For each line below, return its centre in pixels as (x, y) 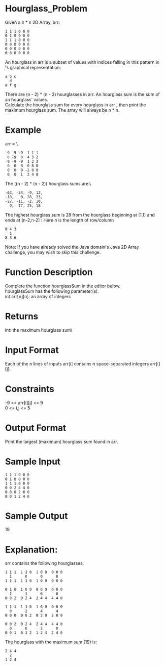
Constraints (30, 389)
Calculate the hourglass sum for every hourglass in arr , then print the (76, 105)
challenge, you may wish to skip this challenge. (53, 252)
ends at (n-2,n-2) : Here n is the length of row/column (60, 220)
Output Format (36, 428)
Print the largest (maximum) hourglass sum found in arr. (62, 442)
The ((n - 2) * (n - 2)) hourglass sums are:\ (48, 183)
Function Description (49, 272)
